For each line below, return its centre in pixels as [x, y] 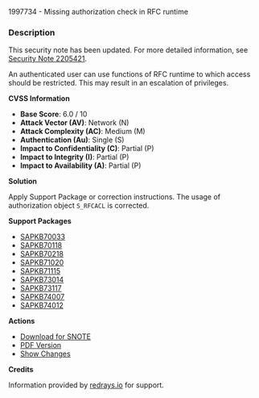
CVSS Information [39, 98]
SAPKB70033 [43, 237]
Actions [22, 321]
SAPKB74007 [42, 297]
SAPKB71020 [42, 262]
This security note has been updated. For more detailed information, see [128, 50]
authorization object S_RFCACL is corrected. [79, 206]
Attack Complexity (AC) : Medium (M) [83, 132]
